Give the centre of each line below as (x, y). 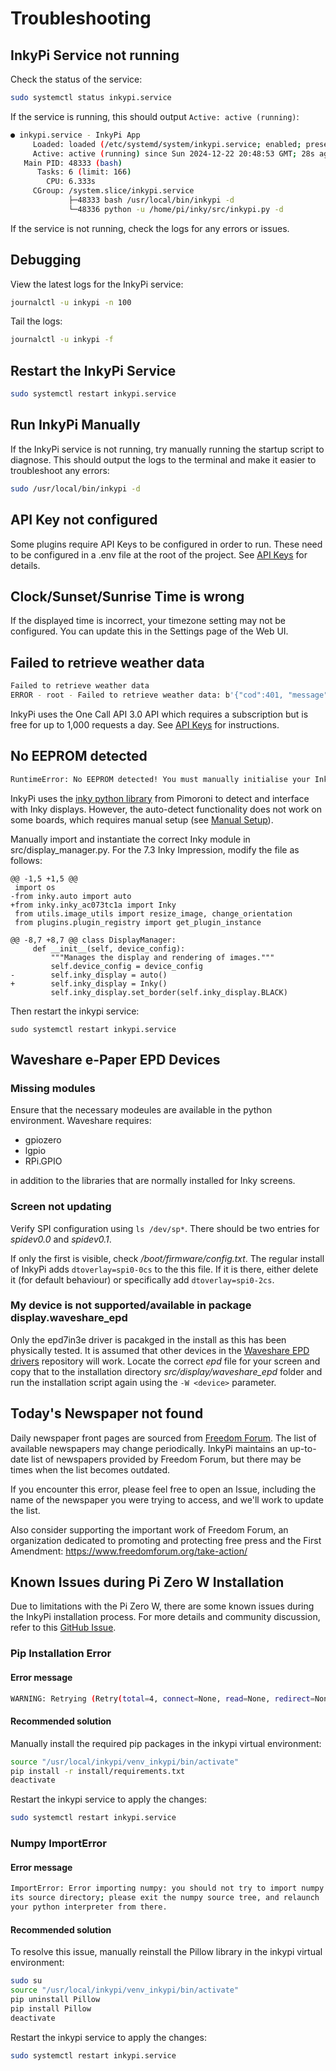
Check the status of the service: (76, 79)
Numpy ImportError (58, 1844)
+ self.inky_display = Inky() (89, 983)
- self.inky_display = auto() (89, 975)
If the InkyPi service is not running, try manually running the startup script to (167, 449)
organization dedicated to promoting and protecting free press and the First (166, 1540)
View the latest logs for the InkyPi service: (97, 284)
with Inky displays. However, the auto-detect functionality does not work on (166, 809)
